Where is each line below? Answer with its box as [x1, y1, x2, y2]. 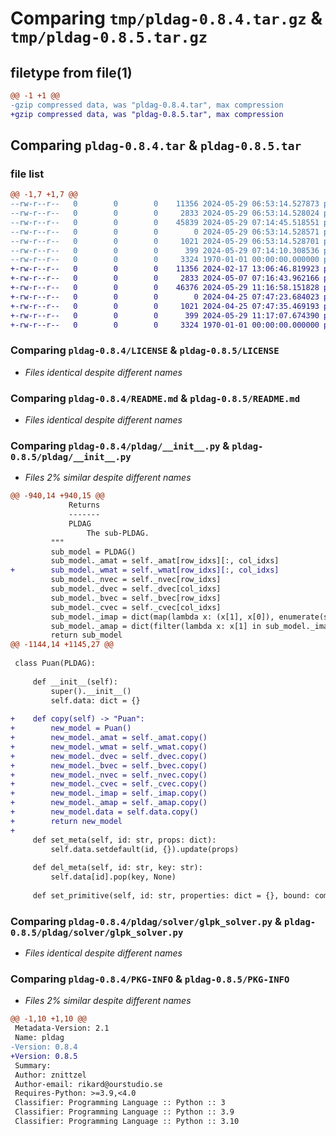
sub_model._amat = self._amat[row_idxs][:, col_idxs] [50, 556, 280, 566]
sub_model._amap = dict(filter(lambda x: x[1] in [50, 621, 262, 631]
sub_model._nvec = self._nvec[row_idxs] [50, 575, 222, 585]
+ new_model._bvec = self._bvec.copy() [10, 760, 208, 771]
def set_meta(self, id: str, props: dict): [32, 835, 217, 845]
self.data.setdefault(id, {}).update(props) [50, 844, 240, 854]
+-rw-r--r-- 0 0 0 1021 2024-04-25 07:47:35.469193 [10, 301, 320, 311]
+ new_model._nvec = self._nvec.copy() [10, 770, 208, 780]
